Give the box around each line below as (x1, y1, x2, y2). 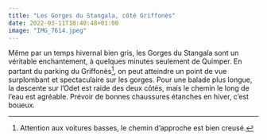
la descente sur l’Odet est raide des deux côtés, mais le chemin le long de (8, 84, 250, 93)
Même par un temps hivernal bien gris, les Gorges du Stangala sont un (8, 49, 239, 58)
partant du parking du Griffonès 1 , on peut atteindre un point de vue (8, 65, 227, 76)
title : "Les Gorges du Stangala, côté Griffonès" (8, 11, 176, 20)
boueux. (8, 100, 36, 110)
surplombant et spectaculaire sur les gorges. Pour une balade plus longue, (8, 75, 253, 84)
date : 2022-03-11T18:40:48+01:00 (8, 19, 119, 27)
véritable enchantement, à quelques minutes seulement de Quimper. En (8, 56, 242, 66)
